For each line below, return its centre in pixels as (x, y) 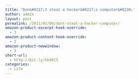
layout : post (18, 19)
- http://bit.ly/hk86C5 (34, 60)
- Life (16, 69)
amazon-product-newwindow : (33, 46)
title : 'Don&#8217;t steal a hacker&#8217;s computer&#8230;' (70, 10)
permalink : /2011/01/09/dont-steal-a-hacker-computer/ (63, 23)
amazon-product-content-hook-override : (46, 37)
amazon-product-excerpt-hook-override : (46, 28)
